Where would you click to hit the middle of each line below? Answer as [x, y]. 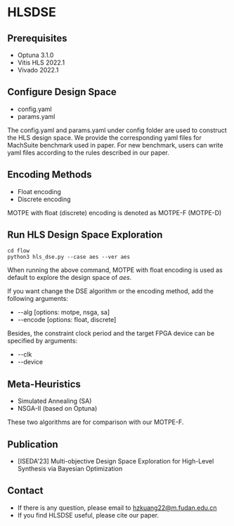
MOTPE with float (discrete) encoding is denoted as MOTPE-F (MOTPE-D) [115, 212]
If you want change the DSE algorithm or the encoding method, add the [111, 291]
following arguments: [38, 299]
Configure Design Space [62, 92]
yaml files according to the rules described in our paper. [89, 153]
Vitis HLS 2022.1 [41, 63]
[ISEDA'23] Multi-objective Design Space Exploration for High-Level [116, 461]
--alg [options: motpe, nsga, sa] [64, 312]
